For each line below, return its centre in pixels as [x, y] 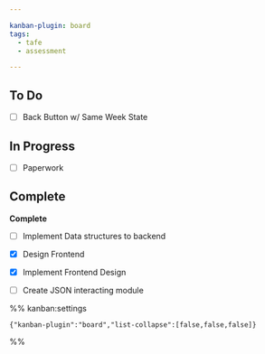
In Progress [42, 146]
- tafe [30, 42]
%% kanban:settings [48, 309]
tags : [19, 34]
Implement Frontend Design [74, 272]
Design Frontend [53, 254]
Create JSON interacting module [83, 290]
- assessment [42, 51]
